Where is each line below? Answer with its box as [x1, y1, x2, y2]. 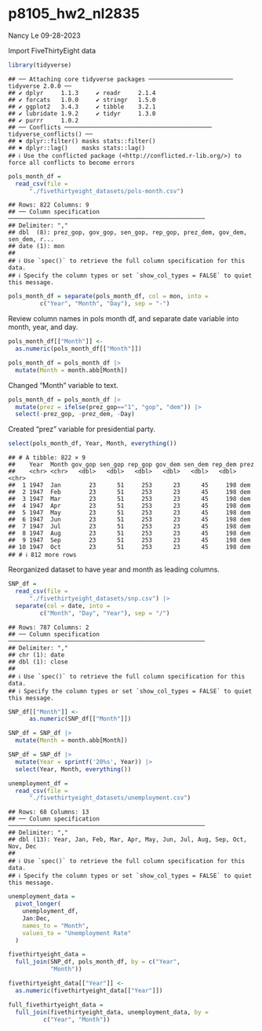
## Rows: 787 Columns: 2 [8, 623, 89, 631]
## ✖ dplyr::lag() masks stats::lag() [8, 144, 146, 152]
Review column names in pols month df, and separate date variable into [8, 314, 239, 324]
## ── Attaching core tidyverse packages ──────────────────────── [8, 75, 234, 83]
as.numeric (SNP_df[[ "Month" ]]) [28, 715, 132, 723]
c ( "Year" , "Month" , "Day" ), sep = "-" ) [39, 300, 170, 308]
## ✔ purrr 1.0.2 [8, 116, 79, 124]
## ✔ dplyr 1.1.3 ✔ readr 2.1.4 [8, 89, 156, 97]
